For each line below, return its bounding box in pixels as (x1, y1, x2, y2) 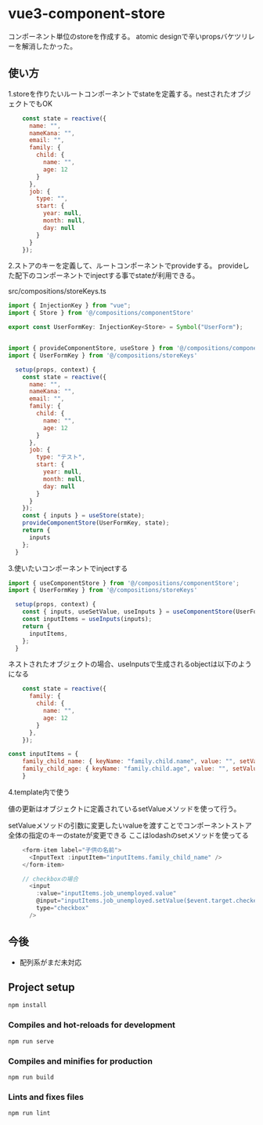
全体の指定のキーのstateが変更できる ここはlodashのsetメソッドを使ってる (8, 830, 249, 840)
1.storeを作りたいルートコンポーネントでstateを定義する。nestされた (8, 89, 231, 98)
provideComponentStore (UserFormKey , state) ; (22, 519, 170, 527)
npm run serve (8, 1037, 55, 1045)
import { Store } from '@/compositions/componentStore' (8, 309, 194, 317)
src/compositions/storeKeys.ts (8, 287, 107, 296)
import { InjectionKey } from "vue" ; (8, 301, 131, 310)
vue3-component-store (8, 5, 166, 23)
